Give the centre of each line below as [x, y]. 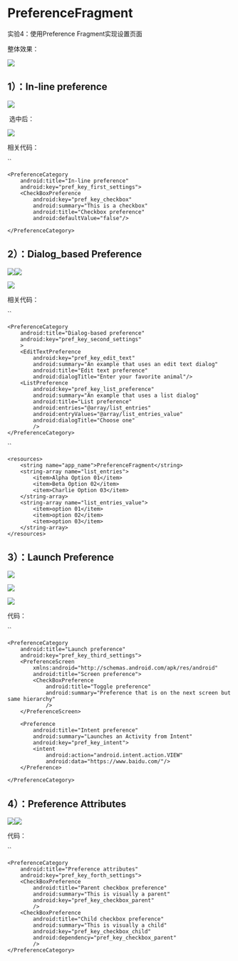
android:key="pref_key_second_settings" [81, 339]
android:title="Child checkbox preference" [98, 919]
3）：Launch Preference [61, 557]
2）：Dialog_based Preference [75, 254]
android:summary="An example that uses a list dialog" [116, 395]
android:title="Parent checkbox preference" [100, 888]
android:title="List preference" [83, 401]
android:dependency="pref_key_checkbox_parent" [105, 938]
